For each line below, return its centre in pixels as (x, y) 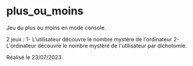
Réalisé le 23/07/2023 (34, 57)
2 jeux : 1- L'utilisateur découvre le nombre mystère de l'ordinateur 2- (93, 39)
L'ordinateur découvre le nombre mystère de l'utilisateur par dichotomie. (96, 46)
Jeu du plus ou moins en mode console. (56, 28)
